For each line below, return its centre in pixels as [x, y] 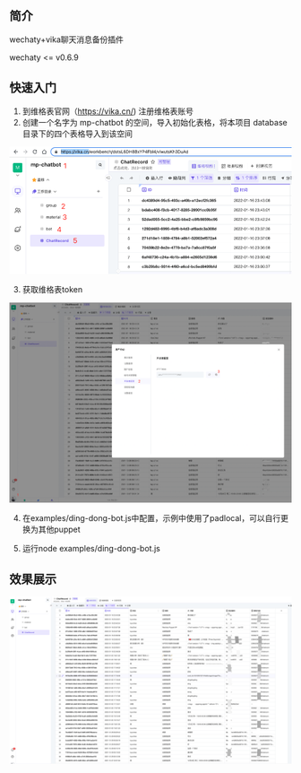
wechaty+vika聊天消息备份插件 [66, 39]
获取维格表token [52, 290]
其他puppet [59, 529]
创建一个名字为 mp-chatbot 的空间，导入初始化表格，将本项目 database [155, 122]
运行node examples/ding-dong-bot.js [91, 548]
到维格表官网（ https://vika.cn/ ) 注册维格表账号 [108, 111]
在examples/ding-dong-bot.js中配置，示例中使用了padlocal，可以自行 [151, 518]
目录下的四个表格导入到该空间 [77, 134]
